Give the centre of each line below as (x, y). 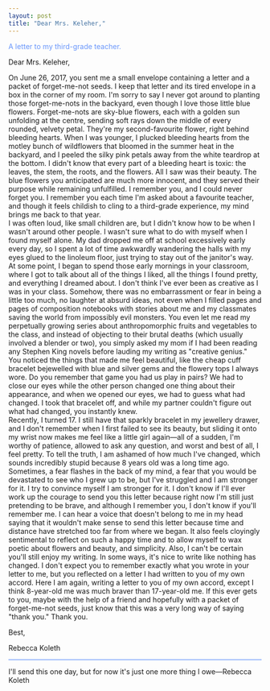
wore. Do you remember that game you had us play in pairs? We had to (126, 377)
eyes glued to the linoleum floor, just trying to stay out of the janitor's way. (131, 257)
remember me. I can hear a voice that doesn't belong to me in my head (126, 514)
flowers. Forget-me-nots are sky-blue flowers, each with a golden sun (124, 112)
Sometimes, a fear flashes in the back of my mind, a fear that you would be (133, 471)
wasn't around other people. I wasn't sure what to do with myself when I (128, 231)
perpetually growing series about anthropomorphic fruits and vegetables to (133, 325)
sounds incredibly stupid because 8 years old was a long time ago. (119, 462)
